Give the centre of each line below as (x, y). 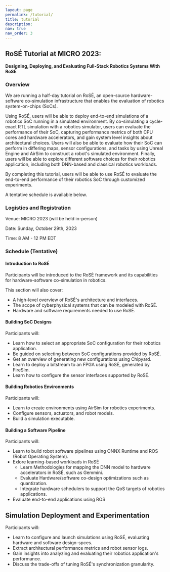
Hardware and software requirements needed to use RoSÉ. (74, 310)
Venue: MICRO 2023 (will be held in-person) (51, 219)
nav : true (16, 29)
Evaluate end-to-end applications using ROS (59, 499)
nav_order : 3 (19, 33)
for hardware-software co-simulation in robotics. (56, 280)
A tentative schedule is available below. (46, 195)
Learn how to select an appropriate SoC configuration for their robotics (87, 343)
